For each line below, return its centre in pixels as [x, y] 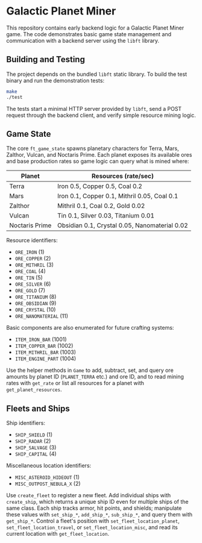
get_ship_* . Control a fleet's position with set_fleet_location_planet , [93, 521]
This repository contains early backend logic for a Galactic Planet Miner [95, 28]
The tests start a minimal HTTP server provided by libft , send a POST [94, 108]
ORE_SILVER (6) [33, 284]
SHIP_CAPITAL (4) [36, 454]
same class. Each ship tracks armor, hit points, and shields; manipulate [94, 508]
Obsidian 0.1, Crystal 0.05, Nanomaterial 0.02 [122, 225]
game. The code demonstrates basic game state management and [89, 34]
